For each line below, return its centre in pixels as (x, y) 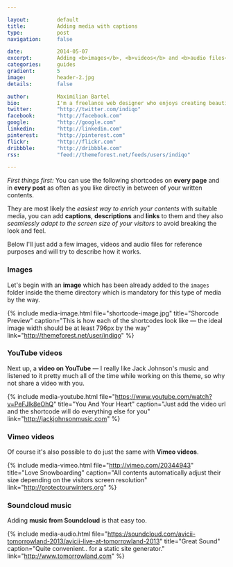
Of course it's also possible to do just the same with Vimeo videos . (103, 452)
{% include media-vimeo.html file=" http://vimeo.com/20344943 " (101, 466)
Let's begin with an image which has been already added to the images (108, 285)
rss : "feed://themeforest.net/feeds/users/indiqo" (99, 155)
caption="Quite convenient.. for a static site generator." (86, 549)
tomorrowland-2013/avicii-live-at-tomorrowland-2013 (84, 541)
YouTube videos (35, 353)
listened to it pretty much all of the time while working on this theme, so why (116, 375)
